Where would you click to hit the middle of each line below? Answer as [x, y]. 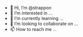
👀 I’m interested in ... [31, 13]
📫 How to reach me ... [33, 29]
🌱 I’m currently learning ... [37, 18]
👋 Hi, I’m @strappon [31, 8]
